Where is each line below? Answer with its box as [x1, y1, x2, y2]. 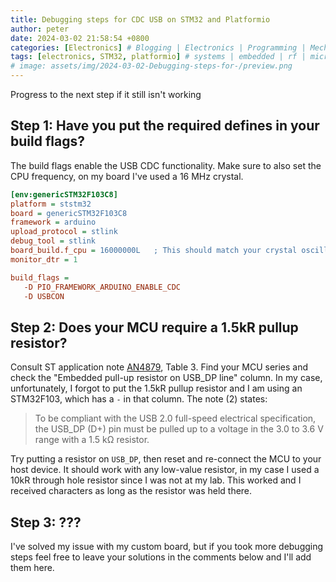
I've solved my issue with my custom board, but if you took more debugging [10, 541, 324, 553]
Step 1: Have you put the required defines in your [10, 117, 320, 135]
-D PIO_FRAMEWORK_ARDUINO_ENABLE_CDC [23, 282, 182, 292]
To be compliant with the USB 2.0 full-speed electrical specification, [34, 412, 317, 425]
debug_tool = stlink [10, 236, 97, 246]
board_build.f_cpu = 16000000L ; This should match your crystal [10, 246, 298, 256]
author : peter [10, 24, 70, 34]
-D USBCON [23, 291, 65, 301]
